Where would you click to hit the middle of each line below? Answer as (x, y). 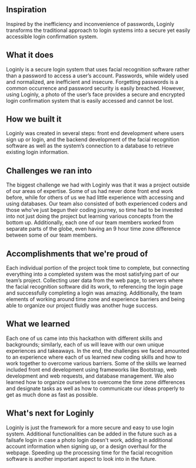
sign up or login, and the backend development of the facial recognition (93, 140)
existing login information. (38, 152)
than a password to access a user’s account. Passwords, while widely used (97, 76)
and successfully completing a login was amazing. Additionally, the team (94, 293)
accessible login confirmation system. (52, 36)
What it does (30, 55)
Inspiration (26, 10)
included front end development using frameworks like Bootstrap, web (92, 369)
